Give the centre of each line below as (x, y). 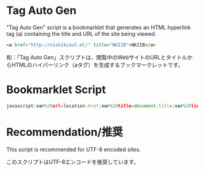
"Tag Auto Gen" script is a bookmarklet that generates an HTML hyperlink (99, 27)
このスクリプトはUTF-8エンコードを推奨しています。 (73, 162)
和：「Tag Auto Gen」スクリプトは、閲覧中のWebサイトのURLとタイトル (97, 57)
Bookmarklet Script (56, 90)
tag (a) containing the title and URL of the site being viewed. (81, 33)
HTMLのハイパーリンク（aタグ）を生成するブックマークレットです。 (97, 65)
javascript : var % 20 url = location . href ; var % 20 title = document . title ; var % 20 (99, 106)
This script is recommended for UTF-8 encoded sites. (73, 149)
